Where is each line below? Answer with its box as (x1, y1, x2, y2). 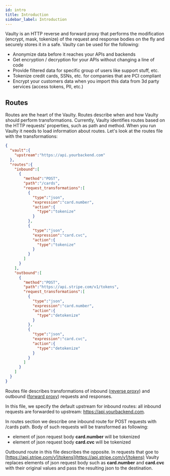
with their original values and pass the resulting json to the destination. (5, 465, 153, 471)
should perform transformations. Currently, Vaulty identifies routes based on (5, 117, 165, 123)
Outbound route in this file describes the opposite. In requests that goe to (5, 449, 159, 455)
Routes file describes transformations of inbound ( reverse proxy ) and (5, 388, 150, 394)
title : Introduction (5, 12, 49, 17)
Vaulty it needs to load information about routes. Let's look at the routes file (5, 128, 163, 134)
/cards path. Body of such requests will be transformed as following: (5, 424, 149, 430)
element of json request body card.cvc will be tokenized (12, 439, 131, 445)
